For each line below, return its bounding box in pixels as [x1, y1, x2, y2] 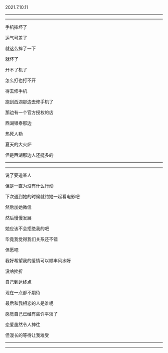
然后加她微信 [5, 204, 31, 210]
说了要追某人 [5, 172, 31, 178]
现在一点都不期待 [5, 290, 40, 295]
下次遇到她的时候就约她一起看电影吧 [5, 193, 80, 199]
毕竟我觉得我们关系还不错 [5, 236, 58, 242]
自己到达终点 [5, 279, 31, 285]
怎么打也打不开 [5, 77, 36, 83]
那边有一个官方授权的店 [5, 109, 53, 115]
